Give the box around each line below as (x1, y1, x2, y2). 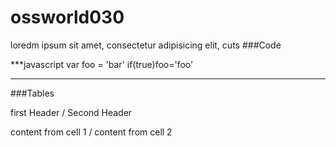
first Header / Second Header (10, 106, 133, 118)
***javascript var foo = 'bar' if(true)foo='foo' (10, 58, 194, 70)
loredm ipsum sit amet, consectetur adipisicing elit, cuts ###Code (10, 39, 282, 51)
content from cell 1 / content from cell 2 (10, 126, 173, 138)
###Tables (10, 87, 55, 99)
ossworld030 (10, 6, 125, 29)
